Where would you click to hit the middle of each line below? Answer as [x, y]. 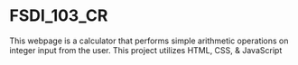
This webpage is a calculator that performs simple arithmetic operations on [149, 41]
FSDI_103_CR [59, 16]
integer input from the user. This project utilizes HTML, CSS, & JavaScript [146, 50]
